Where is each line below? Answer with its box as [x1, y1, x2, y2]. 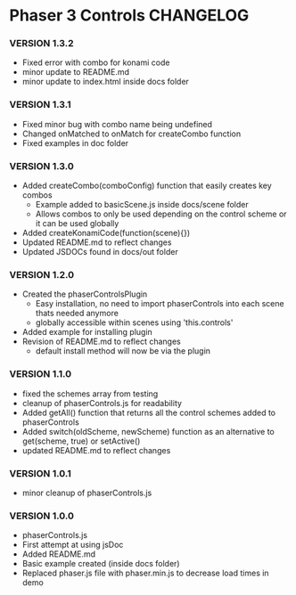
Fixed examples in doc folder [21, 137, 129, 148]
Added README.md [21, 549, 96, 559]
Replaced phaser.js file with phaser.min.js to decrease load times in [21, 567, 269, 579]
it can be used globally [35, 218, 119, 229]
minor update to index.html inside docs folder [21, 77, 190, 87]
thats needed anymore [35, 308, 119, 319]
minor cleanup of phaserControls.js [21, 487, 152, 498]
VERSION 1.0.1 [9, 467, 71, 479]
